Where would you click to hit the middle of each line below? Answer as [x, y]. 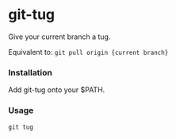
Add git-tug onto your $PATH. [57, 90]
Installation [31, 72]
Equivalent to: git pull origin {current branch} [88, 52]
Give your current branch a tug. [59, 37]
